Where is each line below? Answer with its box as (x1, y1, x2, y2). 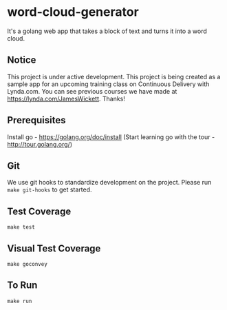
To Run (7, 280, 38, 291)
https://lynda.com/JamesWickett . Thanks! (7, 94, 126, 103)
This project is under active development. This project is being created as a (7, 72, 221, 81)
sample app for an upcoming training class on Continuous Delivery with (7, 80, 210, 88)
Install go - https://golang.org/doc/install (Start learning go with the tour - (7, 132, 215, 141)
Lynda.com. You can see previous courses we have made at (7, 87, 177, 95)
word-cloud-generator (7, 4, 139, 20)
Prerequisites (7, 114, 66, 126)
